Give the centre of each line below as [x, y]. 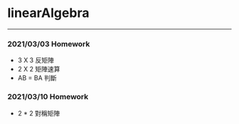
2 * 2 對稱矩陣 [39, 113]
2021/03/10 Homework [48, 97]
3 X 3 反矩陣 [36, 60]
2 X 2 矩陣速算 [39, 69]
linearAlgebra [48, 13]
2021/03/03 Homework [49, 44]
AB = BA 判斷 [37, 78]
